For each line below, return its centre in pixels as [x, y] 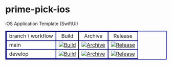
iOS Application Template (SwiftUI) [42, 24]
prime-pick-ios [38, 9]
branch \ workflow [31, 36]
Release [123, 36]
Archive [93, 36]
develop [19, 54]
